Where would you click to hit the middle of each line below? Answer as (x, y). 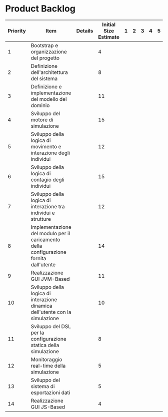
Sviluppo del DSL (51, 326)
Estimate (109, 37)
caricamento (45, 239)
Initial (109, 24)
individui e (43, 213)
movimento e (46, 146)
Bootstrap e (44, 45)
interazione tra (48, 206)
